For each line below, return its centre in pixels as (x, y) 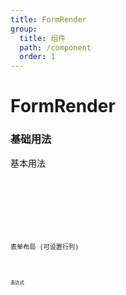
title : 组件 (43, 38)
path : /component (55, 47)
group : (24, 29)
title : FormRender (48, 19)
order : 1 (37, 57)
